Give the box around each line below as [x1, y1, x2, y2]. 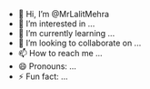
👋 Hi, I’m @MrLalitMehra [17, 9, 110, 19]
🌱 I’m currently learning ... [17, 28, 115, 38]
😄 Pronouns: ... [17, 61, 77, 72]
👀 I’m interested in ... [17, 18, 95, 29]
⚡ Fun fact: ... [17, 71, 68, 82]
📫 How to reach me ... [17, 48, 103, 58]
